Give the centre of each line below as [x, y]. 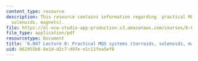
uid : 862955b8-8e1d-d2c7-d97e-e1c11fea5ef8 [60, 49]
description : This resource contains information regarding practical [96, 17]
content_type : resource [35, 11]
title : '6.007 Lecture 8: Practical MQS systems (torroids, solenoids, [96, 44]
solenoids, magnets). [38, 22]
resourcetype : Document [35, 38]
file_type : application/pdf [41, 33]
